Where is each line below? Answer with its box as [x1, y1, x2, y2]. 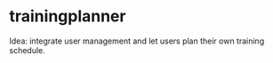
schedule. [9, 44, 46, 55]
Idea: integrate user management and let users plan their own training [9, 35, 265, 46]
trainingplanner [9, 6, 126, 27]
